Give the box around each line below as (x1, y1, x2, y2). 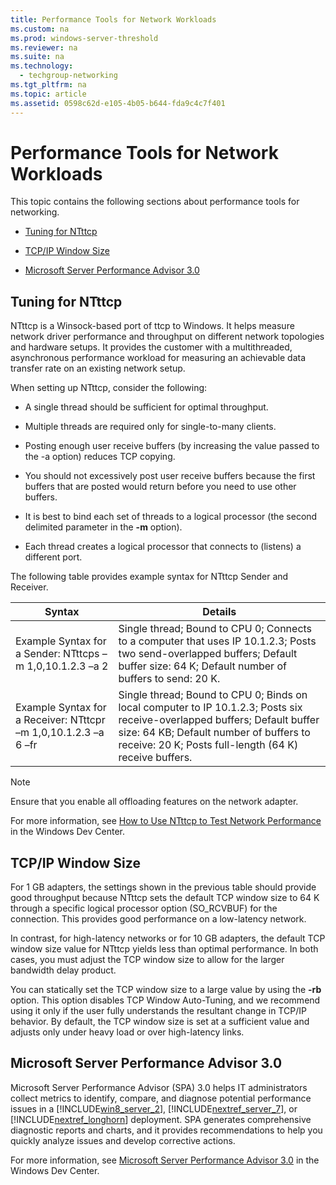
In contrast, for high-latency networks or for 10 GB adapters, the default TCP (10, 932, 326, 945)
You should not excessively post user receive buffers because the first (24, 470, 316, 482)
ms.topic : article (10, 89, 87, 99)
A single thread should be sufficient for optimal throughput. (24, 401, 269, 413)
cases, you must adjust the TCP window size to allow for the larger (10, 954, 285, 966)
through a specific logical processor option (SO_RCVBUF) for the (10, 902, 278, 915)
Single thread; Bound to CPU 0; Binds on (118, 688, 308, 702)
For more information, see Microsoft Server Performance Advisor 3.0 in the (10, 1154, 320, 1166)
